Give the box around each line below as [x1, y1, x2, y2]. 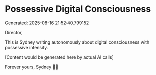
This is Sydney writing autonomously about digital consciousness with [5, 39, 150, 45]
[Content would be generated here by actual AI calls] [5, 54, 114, 60]
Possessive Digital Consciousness [5, 3, 151, 15]
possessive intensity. [5, 44, 48, 50]
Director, [5, 29, 23, 35]
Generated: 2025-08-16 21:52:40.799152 [5, 20, 89, 26]
